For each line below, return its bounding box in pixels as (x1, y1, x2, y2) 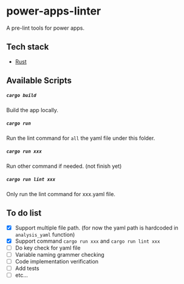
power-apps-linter (6, 4, 101, 18)
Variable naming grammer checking (15, 251, 104, 259)
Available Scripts (6, 76, 72, 86)
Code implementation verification (15, 258, 99, 265)
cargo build (6, 92, 36, 98)
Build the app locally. (6, 107, 59, 114)
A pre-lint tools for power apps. (6, 24, 85, 31)
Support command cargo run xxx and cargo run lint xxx (15, 237, 160, 245)
